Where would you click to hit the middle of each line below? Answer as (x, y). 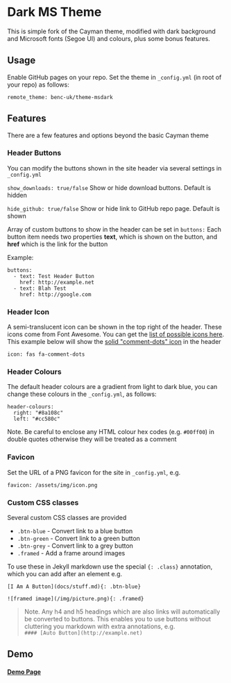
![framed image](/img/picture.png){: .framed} (76, 599)
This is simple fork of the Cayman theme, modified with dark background (112, 31)
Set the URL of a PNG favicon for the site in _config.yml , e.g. (94, 472)
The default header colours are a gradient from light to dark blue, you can (112, 387)
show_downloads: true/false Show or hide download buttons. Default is (109, 187)
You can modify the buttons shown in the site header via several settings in (114, 168)
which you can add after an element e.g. (65, 574)
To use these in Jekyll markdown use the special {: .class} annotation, (110, 567)
